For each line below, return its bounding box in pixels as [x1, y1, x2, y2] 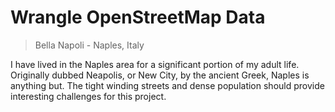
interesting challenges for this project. [10, 90, 167, 102]
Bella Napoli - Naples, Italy [34, 39, 145, 51]
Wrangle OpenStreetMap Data [10, 6, 266, 29]
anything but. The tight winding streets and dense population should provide [10, 79, 325, 91]
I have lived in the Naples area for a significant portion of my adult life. [10, 58, 300, 70]
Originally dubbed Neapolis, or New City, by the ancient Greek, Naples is [10, 69, 310, 81]
